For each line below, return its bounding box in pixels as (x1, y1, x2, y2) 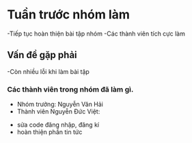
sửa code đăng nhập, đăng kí (16, 120, 100, 129)
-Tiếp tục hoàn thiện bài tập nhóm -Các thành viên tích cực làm (7, 29, 186, 38)
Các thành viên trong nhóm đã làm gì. (7, 84, 134, 94)
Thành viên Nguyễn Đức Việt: (16, 107, 100, 116)
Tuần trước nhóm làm (7, 7, 130, 23)
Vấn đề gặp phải (7, 49, 77, 61)
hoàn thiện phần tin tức (16, 128, 83, 136)
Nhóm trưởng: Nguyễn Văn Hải (16, 100, 104, 109)
